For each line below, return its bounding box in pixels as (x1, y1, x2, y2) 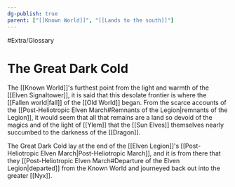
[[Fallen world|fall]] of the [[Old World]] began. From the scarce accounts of (7, 99, 227, 107)
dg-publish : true (7, 10, 58, 18)
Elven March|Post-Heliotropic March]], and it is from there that (40, 149, 221, 158)
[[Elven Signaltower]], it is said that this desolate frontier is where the (7, 91, 207, 99)
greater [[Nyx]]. (7, 172, 53, 180)
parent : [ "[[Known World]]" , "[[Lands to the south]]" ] (7, 17, 174, 24)
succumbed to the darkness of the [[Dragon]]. (7, 128, 141, 137)
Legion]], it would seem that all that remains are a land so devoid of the (7, 113, 213, 122)
